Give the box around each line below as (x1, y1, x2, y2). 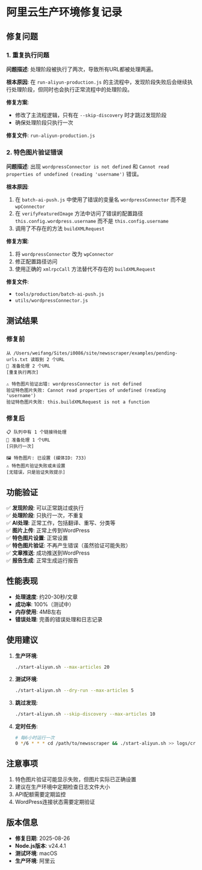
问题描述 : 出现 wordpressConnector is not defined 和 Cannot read (6, 163, 170, 170)
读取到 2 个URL (30, 356, 65, 362)
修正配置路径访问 (14, 258, 58, 265)
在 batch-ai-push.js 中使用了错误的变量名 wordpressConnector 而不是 (14, 196, 186, 203)
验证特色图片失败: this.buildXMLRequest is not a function (6, 399, 150, 405)
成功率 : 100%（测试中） (14, 600, 75, 607)
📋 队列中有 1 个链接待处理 (6, 429, 67, 436)
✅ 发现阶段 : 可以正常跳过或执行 (6, 504, 84, 511)
